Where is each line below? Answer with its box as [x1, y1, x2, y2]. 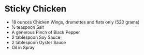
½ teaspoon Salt [11, 24, 44, 30]
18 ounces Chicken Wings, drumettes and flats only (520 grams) [11, 19, 140, 25]
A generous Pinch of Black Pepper [11, 29, 80, 35]
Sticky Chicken [4, 3, 67, 14]
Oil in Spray [11, 44, 35, 50]
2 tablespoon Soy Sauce [11, 34, 61, 40]
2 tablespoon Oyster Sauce [11, 39, 66, 45]
